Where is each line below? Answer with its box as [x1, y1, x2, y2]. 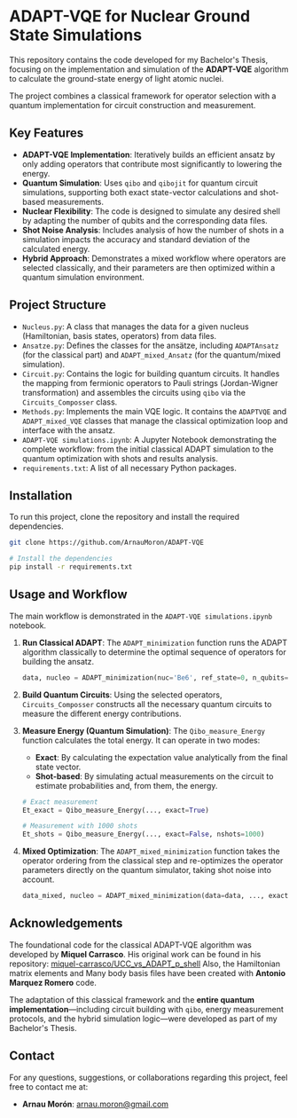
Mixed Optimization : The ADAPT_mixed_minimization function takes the [21, 846, 281, 857]
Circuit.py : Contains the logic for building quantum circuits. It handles [21, 368, 280, 379]
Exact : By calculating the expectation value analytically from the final [35, 752, 288, 762]
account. [21, 874, 55, 885]
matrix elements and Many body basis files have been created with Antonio [9, 967, 286, 978]
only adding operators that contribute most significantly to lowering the [21, 158, 282, 169]
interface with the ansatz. [21, 424, 115, 436]
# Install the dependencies [9, 555, 113, 563]
